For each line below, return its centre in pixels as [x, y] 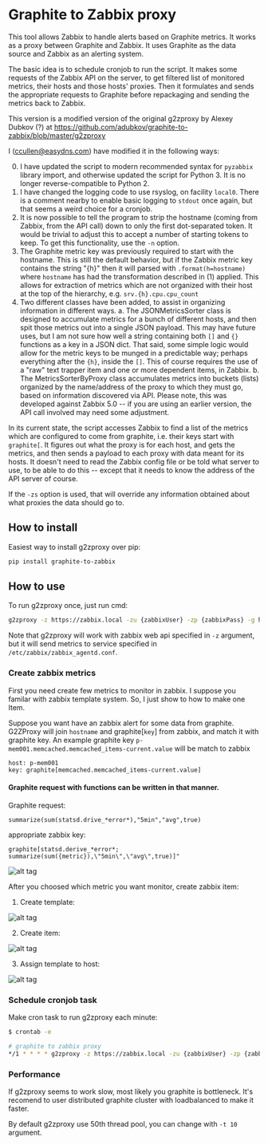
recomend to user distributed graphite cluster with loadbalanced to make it [131, 1100]
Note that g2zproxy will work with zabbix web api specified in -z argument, [132, 635]
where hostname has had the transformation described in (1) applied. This [139, 276]
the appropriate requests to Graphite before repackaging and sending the [129, 94]
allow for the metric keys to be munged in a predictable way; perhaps [134, 353]
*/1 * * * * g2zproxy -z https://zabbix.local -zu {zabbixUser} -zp [124, 1054]
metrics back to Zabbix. [47, 103]
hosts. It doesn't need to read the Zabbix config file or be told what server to [134, 461]
